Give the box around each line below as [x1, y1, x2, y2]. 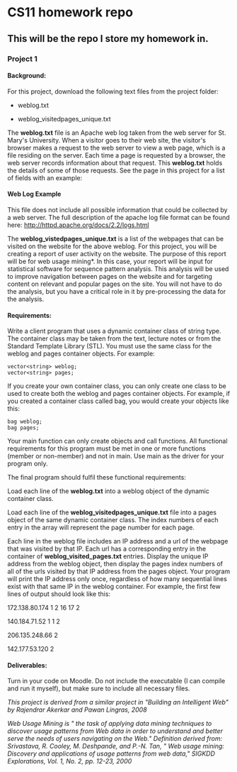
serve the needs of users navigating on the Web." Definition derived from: [7, 734, 223, 743]
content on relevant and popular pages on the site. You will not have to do [7, 280, 223, 288]
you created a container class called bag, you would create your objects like [7, 397, 229, 405]
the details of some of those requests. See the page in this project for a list [7, 166, 225, 175]
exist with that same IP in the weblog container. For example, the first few [7, 583, 221, 591]
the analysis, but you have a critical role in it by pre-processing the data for [7, 287, 226, 295]
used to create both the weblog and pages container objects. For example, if [7, 390, 231, 398]
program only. [7, 459, 48, 468]
